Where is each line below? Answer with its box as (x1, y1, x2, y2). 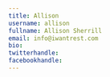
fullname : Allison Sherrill (8, 26, 103, 34)
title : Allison (8, 11, 59, 20)
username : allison (8, 19, 70, 27)
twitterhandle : (8, 49, 59, 57)
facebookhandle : (8, 57, 63, 65)
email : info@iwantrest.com (8, 34, 99, 43)
